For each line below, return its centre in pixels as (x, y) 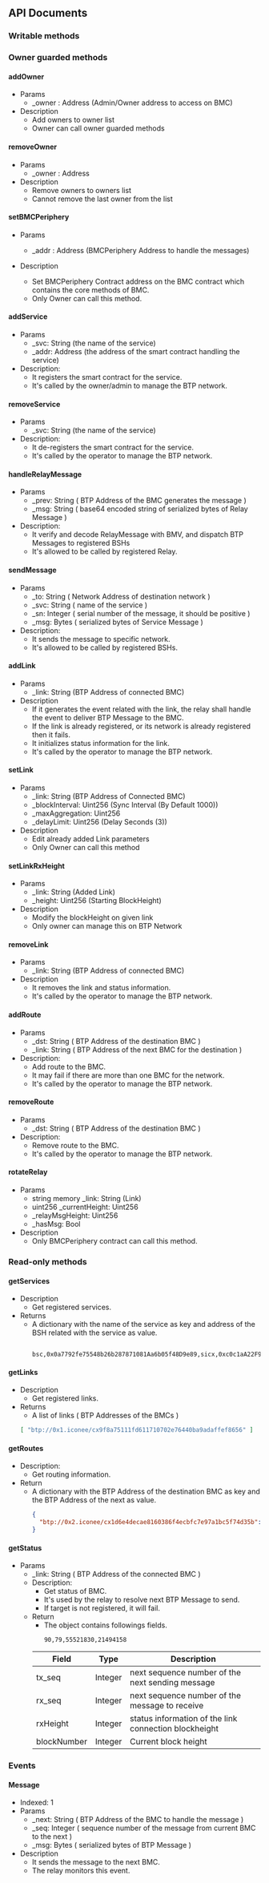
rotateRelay (28, 1172)
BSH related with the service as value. (94, 1333)
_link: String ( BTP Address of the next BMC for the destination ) (137, 1050)
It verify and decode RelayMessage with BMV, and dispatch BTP (138, 534)
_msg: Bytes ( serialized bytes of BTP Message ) (112, 1845)
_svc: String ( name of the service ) (90, 605)
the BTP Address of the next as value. (94, 1500)
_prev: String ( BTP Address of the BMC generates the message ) (139, 501)
